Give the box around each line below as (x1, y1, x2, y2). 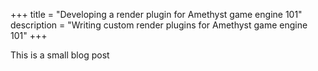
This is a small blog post (10, 49, 110, 61)
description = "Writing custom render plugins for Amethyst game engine (10, 19, 308, 31)
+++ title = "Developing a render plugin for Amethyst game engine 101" (10, 9, 303, 20)
